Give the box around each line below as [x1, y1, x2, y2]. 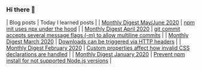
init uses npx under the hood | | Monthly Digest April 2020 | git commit [6, 25, 181, 32]
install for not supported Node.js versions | [6, 57, 112, 65]
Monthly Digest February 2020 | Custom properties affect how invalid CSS [6, 44, 190, 51]
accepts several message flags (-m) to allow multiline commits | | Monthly [6, 32, 189, 39]
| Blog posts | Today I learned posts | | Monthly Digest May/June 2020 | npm [6, 19, 195, 26]
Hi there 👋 [6, 5, 36, 14]
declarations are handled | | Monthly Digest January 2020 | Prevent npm [6, 51, 185, 58]
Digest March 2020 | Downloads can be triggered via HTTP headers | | [6, 38, 181, 45]
